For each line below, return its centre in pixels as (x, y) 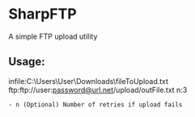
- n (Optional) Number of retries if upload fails (95, 104)
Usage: (27, 62)
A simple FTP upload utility (53, 36)
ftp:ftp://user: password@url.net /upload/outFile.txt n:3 (98, 90)
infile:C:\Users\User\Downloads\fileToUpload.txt (88, 81)
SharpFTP (42, 14)
